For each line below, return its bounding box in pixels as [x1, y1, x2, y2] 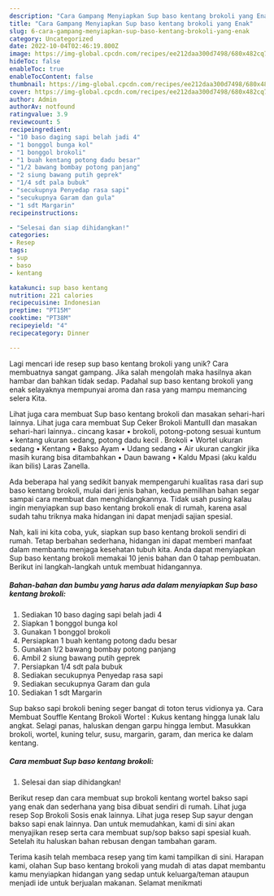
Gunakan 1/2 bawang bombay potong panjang [20, 644, 176, 654]
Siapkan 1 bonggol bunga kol [20, 618, 118, 628]
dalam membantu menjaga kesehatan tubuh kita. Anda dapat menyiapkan [9, 544, 255, 554]
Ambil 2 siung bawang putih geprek [20, 652, 141, 662]
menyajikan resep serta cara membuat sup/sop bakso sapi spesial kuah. [9, 828, 251, 837]
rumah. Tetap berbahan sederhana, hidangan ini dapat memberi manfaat [9, 535, 253, 546]
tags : [9, 246, 28, 255]
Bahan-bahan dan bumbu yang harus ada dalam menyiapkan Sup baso [9, 580, 259, 591]
